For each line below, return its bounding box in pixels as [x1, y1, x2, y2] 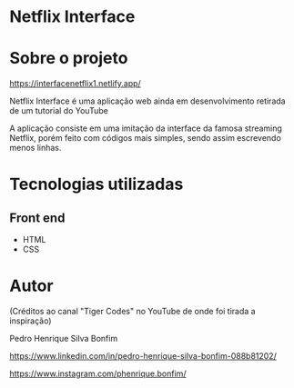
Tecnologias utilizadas [9, 174, 184, 194]
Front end [9, 210, 66, 225]
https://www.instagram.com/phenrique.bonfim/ [9, 368, 187, 379]
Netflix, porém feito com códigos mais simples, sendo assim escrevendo [9, 133, 282, 144]
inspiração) [9, 315, 52, 326]
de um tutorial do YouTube [9, 105, 109, 116]
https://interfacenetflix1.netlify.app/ [9, 78, 141, 89]
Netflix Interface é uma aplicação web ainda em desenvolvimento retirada [9, 95, 286, 106]
